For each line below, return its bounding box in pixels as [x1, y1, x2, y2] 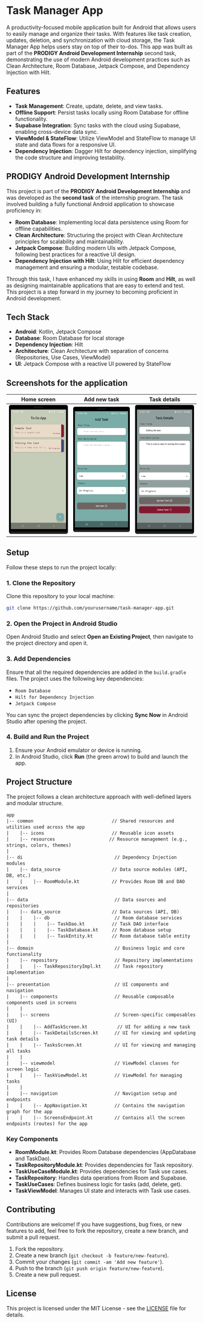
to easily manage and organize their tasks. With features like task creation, [6, 30, 192, 37]
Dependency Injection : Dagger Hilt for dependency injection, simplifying [14, 147, 197, 154]
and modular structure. [6, 799, 63, 807]
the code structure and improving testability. [14, 154, 126, 161]
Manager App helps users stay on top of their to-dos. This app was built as [6, 43, 193, 50]
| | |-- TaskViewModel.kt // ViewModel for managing [6, 1072, 182, 1078]
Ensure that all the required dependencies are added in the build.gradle [6, 668, 187, 676]
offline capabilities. [14, 225, 63, 232]
